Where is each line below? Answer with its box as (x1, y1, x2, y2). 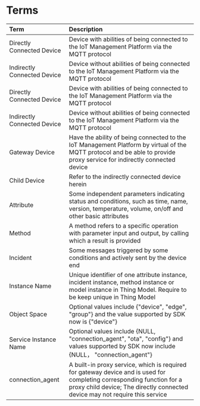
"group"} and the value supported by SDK (68, 310, 186, 318)
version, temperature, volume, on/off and (68, 204, 183, 213)
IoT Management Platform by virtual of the (68, 140, 187, 149)
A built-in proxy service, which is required (68, 360, 187, 369)
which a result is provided (68, 236, 141, 244)
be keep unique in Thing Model (68, 292, 156, 301)
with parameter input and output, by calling (68, 229, 189, 237)
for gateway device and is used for (68, 368, 166, 376)
